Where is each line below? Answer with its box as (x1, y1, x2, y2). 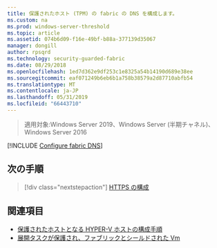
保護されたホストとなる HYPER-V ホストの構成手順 (17, 224, 162, 233)
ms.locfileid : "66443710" (7, 100, 82, 107)
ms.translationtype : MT (7, 81, 76, 88)
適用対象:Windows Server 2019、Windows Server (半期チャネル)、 (23, 120, 214, 128)
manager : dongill (7, 42, 57, 49)
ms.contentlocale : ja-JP (7, 87, 79, 94)
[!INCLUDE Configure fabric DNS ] (7, 141, 103, 150)
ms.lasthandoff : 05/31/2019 (7, 94, 88, 101)
